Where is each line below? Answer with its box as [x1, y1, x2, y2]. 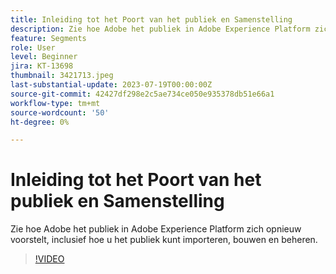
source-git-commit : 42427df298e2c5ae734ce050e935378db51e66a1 [10, 89, 275, 99]
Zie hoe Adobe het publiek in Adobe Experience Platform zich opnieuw [10, 223, 302, 235]
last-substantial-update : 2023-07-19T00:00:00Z [10, 80, 213, 90]
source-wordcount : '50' [10, 107, 110, 118]
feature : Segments [10, 33, 87, 43]
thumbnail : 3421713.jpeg [10, 71, 114, 81]
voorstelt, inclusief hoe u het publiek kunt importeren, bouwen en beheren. [10, 234, 318, 246]
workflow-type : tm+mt [10, 98, 101, 108]
